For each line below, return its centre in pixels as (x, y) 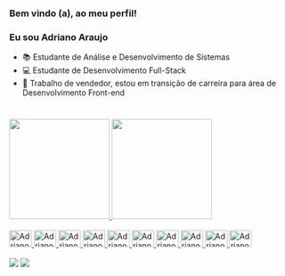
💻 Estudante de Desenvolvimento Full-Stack (104, 70)
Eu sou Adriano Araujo (59, 37)
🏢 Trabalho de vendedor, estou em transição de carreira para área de (149, 84)
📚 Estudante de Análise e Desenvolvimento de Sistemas (126, 57)
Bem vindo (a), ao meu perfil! (73, 13)
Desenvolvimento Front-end (73, 93)
